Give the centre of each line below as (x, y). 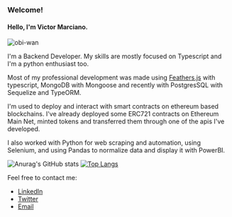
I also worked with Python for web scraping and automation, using (104, 143)
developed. (24, 129)
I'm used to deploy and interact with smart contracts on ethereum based (113, 106)
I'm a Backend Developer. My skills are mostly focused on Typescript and (115, 56)
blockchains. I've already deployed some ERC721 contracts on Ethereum (113, 114)
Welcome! (26, 10)
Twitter (28, 199)
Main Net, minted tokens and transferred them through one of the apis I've (116, 121)
